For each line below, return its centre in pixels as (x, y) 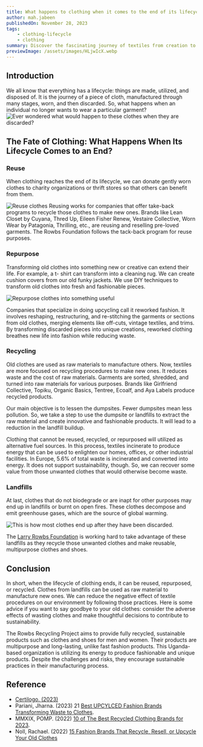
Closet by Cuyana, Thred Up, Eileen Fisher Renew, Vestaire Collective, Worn (101, 219)
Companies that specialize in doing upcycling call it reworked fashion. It (95, 310)
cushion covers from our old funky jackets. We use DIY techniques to (92, 280)
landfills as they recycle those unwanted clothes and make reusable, (91, 543)
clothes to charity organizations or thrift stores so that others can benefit (97, 188)
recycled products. (30, 397)
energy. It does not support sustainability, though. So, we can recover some (101, 465)
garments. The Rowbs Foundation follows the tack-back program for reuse (99, 232)
